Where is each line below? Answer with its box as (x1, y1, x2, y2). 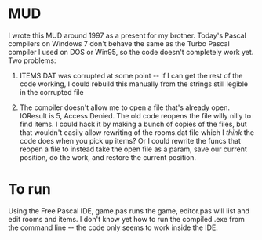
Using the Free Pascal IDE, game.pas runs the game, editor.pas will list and (8, 205, 249, 216)
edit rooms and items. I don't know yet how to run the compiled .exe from (8, 214, 245, 224)
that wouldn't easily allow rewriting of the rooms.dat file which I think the (19, 127, 255, 137)
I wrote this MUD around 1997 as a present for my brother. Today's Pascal (8, 31, 247, 40)
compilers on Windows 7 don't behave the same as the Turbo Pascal (8, 38, 230, 48)
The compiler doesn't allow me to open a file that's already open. (19, 103, 230, 112)
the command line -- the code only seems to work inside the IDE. (8, 223, 218, 232)
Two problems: (8, 56, 56, 65)
